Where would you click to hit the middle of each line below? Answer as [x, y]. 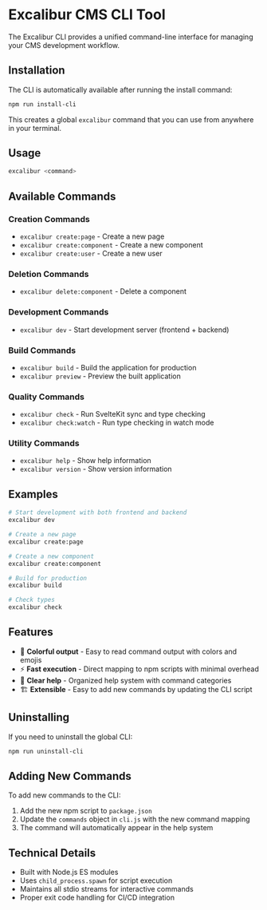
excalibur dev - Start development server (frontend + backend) [124, 330]
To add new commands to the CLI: [65, 795]
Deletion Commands [49, 274]
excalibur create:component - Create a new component [111, 245]
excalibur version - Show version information [96, 469]
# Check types [32, 600]
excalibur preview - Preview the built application [100, 376]
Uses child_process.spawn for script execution [96, 880]
